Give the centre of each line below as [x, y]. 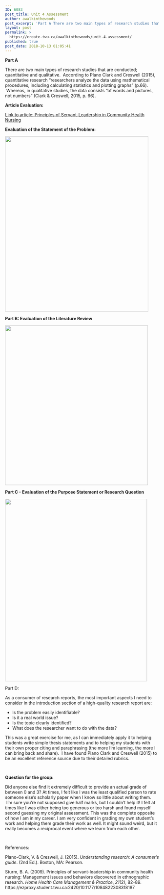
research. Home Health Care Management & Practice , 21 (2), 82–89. [73, 882]
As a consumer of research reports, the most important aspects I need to [79, 697]
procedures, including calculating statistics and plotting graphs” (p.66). [77, 85]
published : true [21, 42]
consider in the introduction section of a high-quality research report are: [79, 703]
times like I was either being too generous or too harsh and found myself [78, 808]
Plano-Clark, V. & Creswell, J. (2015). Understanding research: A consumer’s [82, 857]
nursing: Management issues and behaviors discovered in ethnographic [77, 877]
